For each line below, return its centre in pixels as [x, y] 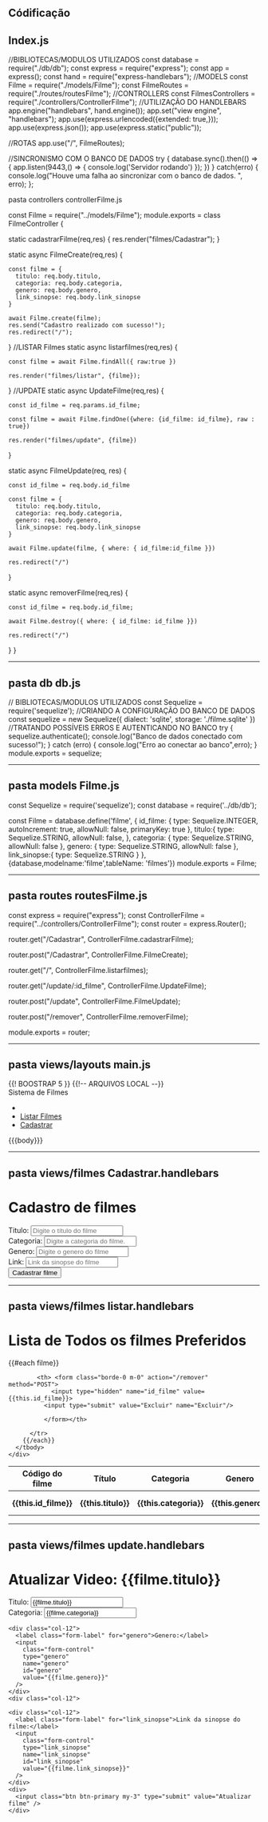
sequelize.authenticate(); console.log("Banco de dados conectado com [126, 736]
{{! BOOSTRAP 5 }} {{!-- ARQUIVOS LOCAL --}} [86, 1084]
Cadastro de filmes [73, 1208]
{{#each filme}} [34, 1363]
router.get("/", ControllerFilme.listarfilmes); [79, 970]
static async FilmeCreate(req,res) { [66, 254]
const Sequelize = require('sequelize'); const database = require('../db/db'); [132, 805]
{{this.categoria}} [170, 1504]
